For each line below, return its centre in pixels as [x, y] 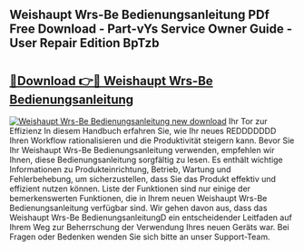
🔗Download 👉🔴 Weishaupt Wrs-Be [111, 81]
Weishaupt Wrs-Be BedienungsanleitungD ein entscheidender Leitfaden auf [151, 217]
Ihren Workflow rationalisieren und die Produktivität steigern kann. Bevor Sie [152, 140]
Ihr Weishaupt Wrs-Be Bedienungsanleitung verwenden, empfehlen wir [142, 150]
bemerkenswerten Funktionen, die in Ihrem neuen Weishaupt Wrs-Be [138, 198]
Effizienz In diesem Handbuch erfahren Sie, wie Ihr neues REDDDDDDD [143, 131]
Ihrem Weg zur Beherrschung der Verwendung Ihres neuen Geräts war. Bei [149, 227]
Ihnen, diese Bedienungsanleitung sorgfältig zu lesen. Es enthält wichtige [146, 159]
